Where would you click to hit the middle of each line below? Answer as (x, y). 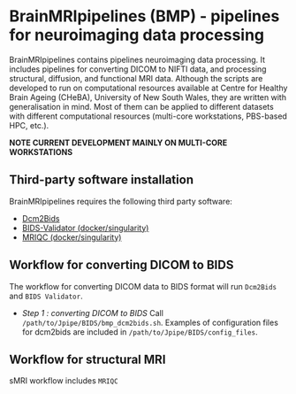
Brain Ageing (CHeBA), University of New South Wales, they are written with (148, 97)
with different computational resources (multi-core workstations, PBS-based (148, 116)
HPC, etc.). (29, 125)
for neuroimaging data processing (137, 35)
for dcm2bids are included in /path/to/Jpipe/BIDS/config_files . (140, 332)
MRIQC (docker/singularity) (72, 237)
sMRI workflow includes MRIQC (64, 381)
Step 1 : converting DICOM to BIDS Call (92, 313)
